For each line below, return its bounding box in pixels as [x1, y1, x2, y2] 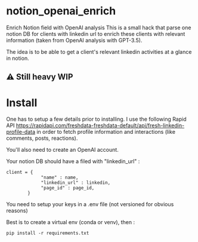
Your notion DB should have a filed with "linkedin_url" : [6, 158, 140, 165]
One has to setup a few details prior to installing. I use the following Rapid [6, 115, 187, 123]
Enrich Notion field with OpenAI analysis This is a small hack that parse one [6, 24, 191, 31]
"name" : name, [41, 174, 79, 180]
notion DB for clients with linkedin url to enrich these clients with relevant [6, 30, 185, 37]
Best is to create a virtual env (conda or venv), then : [6, 219, 135, 226]
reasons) [6, 207, 28, 215]
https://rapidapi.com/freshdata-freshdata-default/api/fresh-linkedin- [16, 122, 185, 129]
